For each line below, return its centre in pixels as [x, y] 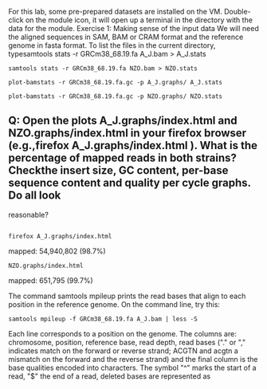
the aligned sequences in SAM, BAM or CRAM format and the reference [126, 37]
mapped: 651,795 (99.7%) [51, 280]
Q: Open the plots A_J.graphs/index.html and [123, 121]
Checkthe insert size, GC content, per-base [118, 171]
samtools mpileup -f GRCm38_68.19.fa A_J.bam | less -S [103, 319]
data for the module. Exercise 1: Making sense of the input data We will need [133, 28]
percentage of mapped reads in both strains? [122, 158]
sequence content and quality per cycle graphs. [130, 183]
